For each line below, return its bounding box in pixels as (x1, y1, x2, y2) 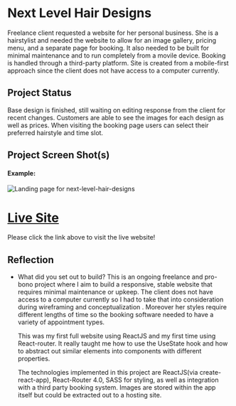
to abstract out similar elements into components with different (17, 347, 202, 356)
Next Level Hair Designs (7, 5, 151, 21)
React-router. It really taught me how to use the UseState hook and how (17, 339, 228, 348)
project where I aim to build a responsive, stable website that (34, 280, 213, 289)
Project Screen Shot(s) (7, 149, 110, 161)
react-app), (17, 375, 51, 385)
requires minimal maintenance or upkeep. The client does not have (17, 288, 213, 297)
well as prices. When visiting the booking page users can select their (7, 121, 209, 129)
